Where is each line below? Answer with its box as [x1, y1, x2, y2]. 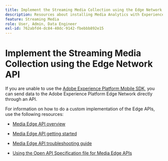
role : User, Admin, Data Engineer [5, 21, 77, 27]
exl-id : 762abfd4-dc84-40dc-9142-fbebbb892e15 [5, 26, 104, 31]
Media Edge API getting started [12, 131, 77, 137]
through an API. [5, 96, 37, 102]
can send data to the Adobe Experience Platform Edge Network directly [5, 91, 152, 97]
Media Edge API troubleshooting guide [12, 140, 92, 146]
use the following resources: [5, 111, 64, 117]
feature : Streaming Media [5, 17, 59, 22]
